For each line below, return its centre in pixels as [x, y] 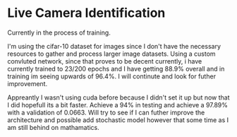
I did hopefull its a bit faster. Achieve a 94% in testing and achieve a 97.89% [117, 105]
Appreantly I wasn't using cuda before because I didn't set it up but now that [119, 97]
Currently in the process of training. [59, 32]
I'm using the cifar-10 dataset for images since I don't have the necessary [114, 46]
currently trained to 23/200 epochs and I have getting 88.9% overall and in [116, 68]
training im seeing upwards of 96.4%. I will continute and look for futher [112, 76]
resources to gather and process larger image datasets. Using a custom [112, 54]
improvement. [28, 83]
